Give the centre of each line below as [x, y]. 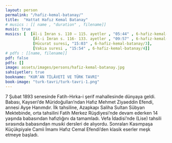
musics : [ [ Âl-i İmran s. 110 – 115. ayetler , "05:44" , [70, 34]
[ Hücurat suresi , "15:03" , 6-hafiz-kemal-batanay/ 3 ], [92, 44]
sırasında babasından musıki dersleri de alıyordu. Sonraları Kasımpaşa [79, 123]
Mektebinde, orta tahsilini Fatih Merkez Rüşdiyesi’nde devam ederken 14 [82, 113]
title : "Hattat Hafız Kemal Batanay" [47, 20]
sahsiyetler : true [25, 73]
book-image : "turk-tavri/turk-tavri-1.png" [52, 82]
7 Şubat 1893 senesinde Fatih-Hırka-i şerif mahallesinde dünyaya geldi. [81, 96]
